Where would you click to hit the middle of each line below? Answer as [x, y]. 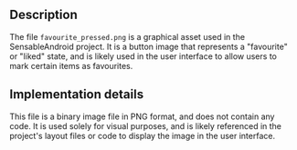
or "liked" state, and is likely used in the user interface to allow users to [143, 56]
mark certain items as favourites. [71, 65]
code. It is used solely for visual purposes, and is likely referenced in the [145, 125]
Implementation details [77, 95]
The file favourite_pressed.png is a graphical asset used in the [127, 36]
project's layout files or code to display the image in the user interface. [143, 135]
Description [43, 15]
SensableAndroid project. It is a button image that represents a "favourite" [148, 46]
